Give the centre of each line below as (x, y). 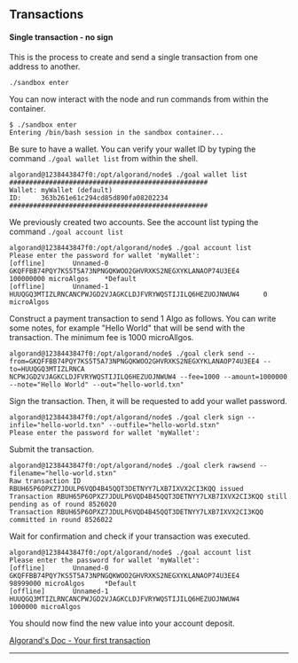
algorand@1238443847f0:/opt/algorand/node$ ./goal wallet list (129, 175)
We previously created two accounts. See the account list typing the (134, 222)
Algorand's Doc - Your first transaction (80, 640)
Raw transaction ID (45, 481)
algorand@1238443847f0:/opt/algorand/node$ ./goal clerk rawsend (132, 465)
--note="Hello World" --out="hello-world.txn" (97, 385)
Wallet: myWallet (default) (61, 190)
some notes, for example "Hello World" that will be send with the (127, 328)
